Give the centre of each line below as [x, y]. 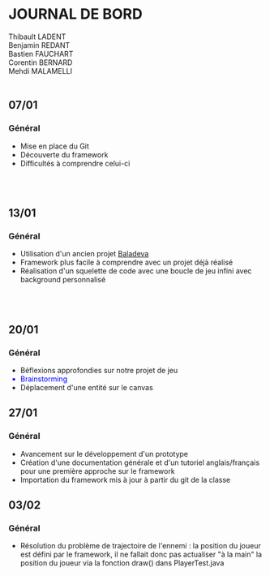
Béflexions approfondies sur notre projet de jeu [99, 370]
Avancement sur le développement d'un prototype [104, 453]
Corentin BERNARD [41, 62]
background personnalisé [63, 280]
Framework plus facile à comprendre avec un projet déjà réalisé [126, 262]
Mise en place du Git [54, 146]
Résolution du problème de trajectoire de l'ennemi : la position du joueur [140, 546]
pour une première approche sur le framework [98, 471]
